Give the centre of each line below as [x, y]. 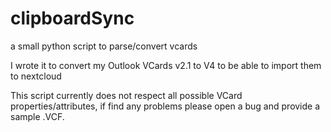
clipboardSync [72, 18]
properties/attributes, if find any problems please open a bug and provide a [165, 106]
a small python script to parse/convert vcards [104, 46]
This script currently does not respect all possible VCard [126, 95]
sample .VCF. [37, 116]
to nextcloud [36, 76]
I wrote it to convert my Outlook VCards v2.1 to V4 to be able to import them [166, 65]
